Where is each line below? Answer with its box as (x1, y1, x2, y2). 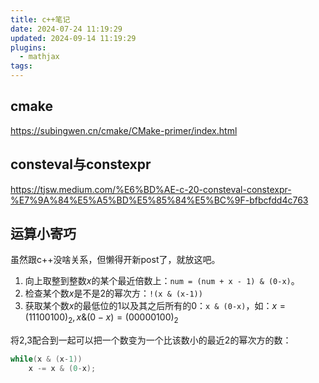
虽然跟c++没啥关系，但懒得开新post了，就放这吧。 (10, 254, 221, 266)
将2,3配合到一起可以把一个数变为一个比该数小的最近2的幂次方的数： (10, 334, 292, 346)
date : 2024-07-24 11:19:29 (10, 24, 123, 34)
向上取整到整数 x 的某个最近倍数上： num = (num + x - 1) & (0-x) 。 (24, 275, 300, 287)
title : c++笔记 (10, 14, 71, 25)
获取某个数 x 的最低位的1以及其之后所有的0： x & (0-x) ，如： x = (24, 300, 287, 312)
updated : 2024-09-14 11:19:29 (10, 33, 137, 43)
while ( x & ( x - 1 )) (10, 354, 83, 365)
